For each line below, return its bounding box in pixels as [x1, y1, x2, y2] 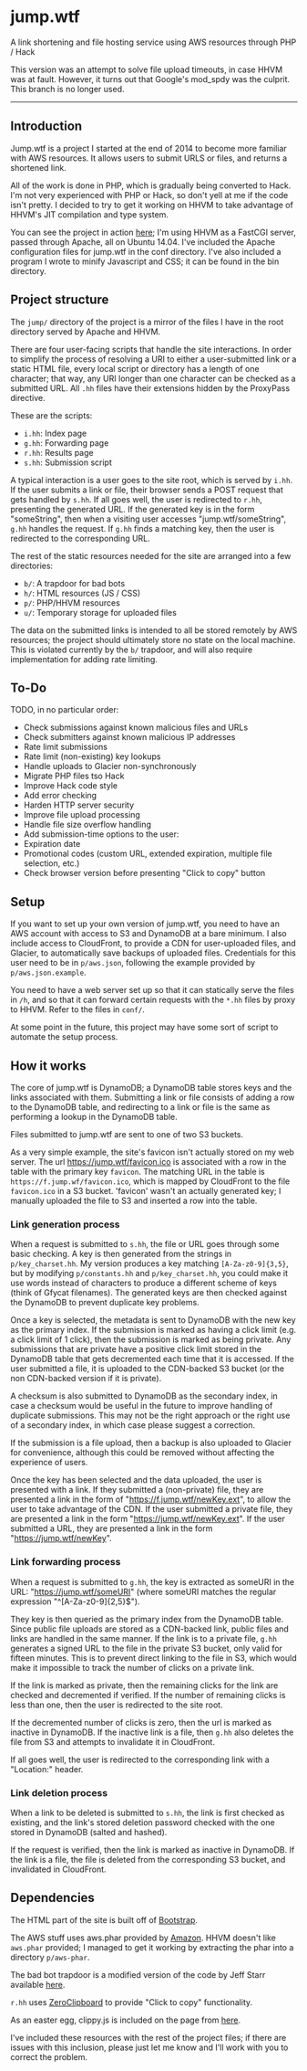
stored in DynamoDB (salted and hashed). [10, 1826, 168, 1837]
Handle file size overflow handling [23, 819, 151, 830]
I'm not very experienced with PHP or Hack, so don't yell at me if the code [10, 189, 289, 200]
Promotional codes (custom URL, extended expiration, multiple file [23, 848, 272, 860]
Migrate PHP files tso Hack [23, 770, 125, 782]
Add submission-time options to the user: [23, 829, 179, 840]
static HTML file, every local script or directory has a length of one [10, 363, 260, 374]
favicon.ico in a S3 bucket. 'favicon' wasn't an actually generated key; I [10, 1186, 281, 1196]
